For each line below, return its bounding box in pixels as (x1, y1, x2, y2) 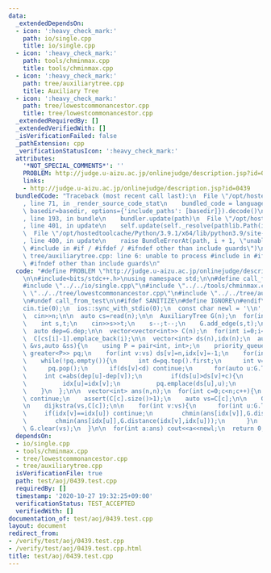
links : (23, 177, 45, 186)
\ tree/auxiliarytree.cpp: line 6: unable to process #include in (23, 252, 251, 260)
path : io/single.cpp (23, 34, 92, 43)
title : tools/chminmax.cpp (23, 65, 114, 73)
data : (8, 11, 27, 20)
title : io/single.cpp (23, 42, 95, 50)
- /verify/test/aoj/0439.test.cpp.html (8, 545, 143, 553)
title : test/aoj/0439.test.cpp (8, 552, 114, 560)
